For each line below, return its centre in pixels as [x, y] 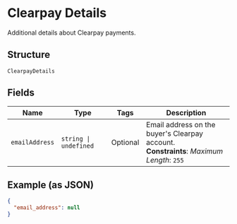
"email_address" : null [47, 208]
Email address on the [181, 124]
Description [186, 112]
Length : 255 [165, 160]
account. [160, 142]
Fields [21, 93]
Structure [29, 55]
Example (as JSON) [50, 185]
